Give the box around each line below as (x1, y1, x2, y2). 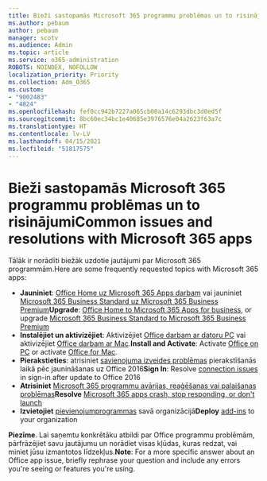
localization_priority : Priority (8, 71, 119, 79)
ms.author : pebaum (8, 19, 69, 27)
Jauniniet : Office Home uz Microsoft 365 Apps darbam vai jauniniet (19, 288, 242, 298)
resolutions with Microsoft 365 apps (8, 230, 253, 247)
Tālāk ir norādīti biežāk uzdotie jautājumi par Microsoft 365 (8, 256, 201, 266)
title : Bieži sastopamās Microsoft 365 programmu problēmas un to (8, 11, 233, 20)
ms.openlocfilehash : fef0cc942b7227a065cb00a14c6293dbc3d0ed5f (8, 108, 222, 116)
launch (19, 398, 42, 408)
